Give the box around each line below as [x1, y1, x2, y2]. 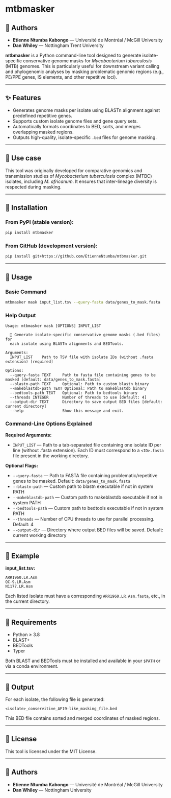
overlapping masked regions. [12, 129, 74, 135]
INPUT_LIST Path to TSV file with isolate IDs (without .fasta [10, 355, 154, 360]
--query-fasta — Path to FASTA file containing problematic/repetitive [12, 472, 158, 478]
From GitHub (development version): [5, 242, 98, 249]
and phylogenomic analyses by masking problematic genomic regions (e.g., [5, 68, 164, 75]
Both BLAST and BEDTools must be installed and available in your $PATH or [5, 658, 161, 664]
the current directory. [5, 598, 50, 604]
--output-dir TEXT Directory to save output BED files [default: [10, 400, 163, 405]
